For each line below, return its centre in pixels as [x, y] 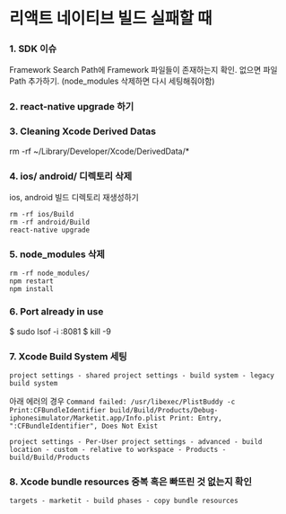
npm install [31, 289]
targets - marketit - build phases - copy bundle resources [124, 501]
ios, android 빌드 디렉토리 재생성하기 [74, 197]
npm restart [31, 281]
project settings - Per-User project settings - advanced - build [136, 441]
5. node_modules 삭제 [57, 254]
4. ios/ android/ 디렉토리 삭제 [71, 176]
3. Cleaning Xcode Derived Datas [83, 131]
